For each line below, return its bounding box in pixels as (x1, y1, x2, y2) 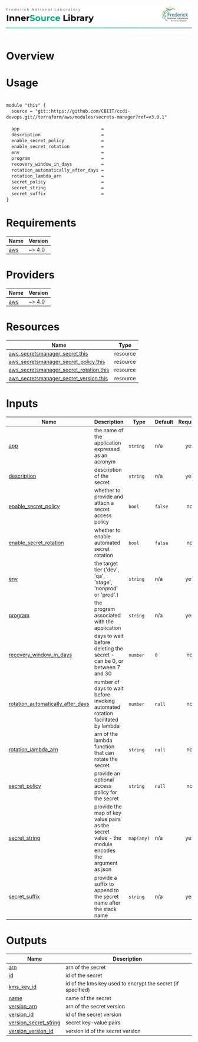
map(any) (128, 836, 150, 842)
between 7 (94, 664, 121, 671)
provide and (94, 493, 124, 500)
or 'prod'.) (94, 591, 119, 598)
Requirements (6, 216, 77, 230)
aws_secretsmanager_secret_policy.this (8, 359, 105, 366)
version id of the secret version (65, 1027, 141, 1034)
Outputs (6, 934, 47, 948)
